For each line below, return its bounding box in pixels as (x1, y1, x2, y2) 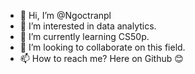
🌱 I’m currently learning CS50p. (19, 31, 150, 42)
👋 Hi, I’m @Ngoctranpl (19, 10, 112, 21)
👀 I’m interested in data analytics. (19, 20, 157, 32)
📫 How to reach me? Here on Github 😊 (19, 53, 184, 64)
